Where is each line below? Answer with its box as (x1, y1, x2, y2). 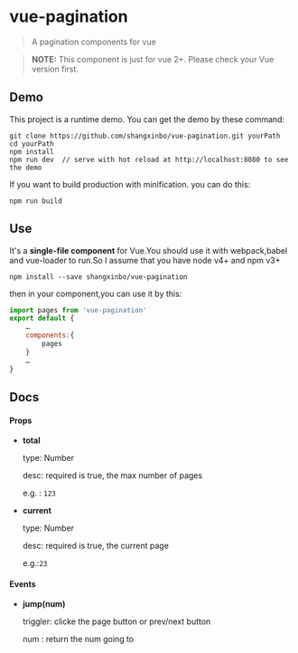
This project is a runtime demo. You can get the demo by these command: (9, 113, 285, 124)
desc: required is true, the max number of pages (22, 470, 203, 481)
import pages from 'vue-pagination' (9, 305, 147, 314)
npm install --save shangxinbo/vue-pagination (9, 272, 188, 282)
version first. (31, 63, 79, 74)
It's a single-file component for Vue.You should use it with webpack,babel (9, 245, 288, 255)
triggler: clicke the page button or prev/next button (22, 616, 211, 627)
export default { (9, 314, 75, 323)
